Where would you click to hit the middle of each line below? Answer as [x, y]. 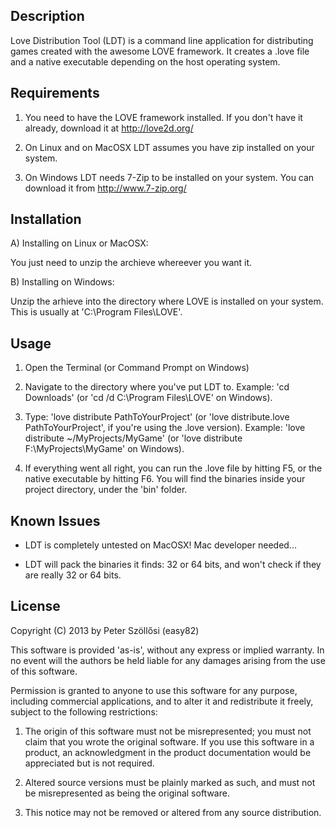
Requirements [55, 93]
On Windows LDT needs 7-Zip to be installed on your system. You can [169, 177]
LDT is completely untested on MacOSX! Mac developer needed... [160, 545]
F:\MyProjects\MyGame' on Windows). [104, 449]
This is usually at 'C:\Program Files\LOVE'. [96, 312]
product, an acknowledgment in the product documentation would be [168, 752]
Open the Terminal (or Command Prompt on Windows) [137, 368]
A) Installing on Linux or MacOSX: [79, 243]
